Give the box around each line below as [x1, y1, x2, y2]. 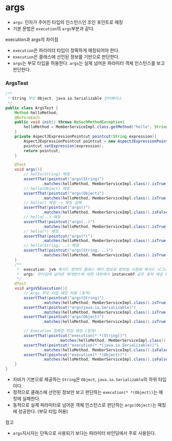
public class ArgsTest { [5, 105, 58, 111]
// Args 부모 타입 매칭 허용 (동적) [24, 291, 91, 296]
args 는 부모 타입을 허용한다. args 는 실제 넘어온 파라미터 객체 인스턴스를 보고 [12, 60, 165, 66]
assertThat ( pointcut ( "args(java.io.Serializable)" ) [24, 305, 137, 310]
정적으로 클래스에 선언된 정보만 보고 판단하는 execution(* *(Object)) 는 [12, 389, 158, 395]
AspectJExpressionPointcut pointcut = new [24, 139, 116, 144]
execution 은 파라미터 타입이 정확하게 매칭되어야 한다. [12, 47, 120, 53]
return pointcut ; [24, 148, 60, 153]
